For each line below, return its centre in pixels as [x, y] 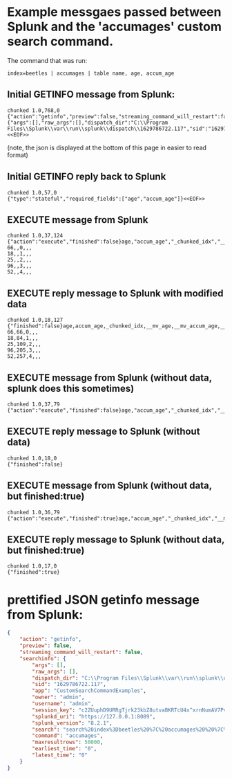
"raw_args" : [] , [55, 671]
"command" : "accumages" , [68, 736]
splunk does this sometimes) [71, 388]
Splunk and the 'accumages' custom [115, 27]
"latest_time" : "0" [60, 755]
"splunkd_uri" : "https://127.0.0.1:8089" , [94, 716]
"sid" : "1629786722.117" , [69, 685]
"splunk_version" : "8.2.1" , [72, 723]
